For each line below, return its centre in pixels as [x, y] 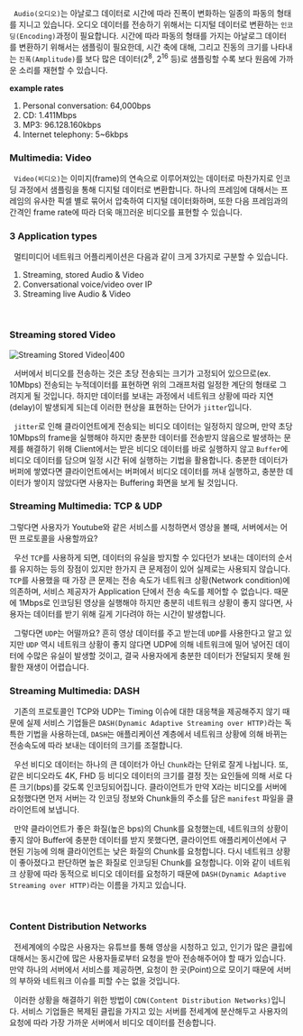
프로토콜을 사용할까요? [58, 538]
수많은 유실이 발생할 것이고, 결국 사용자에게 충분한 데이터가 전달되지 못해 [153, 656]
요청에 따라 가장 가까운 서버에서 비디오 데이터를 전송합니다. [113, 1022]
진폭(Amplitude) [47, 60]
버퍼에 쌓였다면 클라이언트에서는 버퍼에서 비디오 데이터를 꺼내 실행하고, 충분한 [147, 471]
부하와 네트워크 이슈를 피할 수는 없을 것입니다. [99, 981]
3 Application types [53, 235]
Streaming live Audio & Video [76, 294]
